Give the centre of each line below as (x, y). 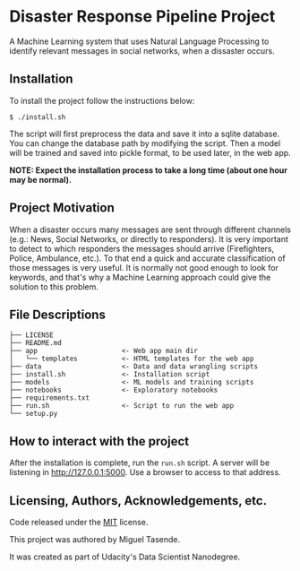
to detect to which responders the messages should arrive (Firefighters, (142, 248)
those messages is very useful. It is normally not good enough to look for (144, 267)
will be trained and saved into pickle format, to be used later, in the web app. (150, 152)
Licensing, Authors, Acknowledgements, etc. (138, 501)
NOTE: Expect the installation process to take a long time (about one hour (149, 170)
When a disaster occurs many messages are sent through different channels (150, 229)
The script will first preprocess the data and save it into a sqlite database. (145, 134)
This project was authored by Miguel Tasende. (95, 539)
